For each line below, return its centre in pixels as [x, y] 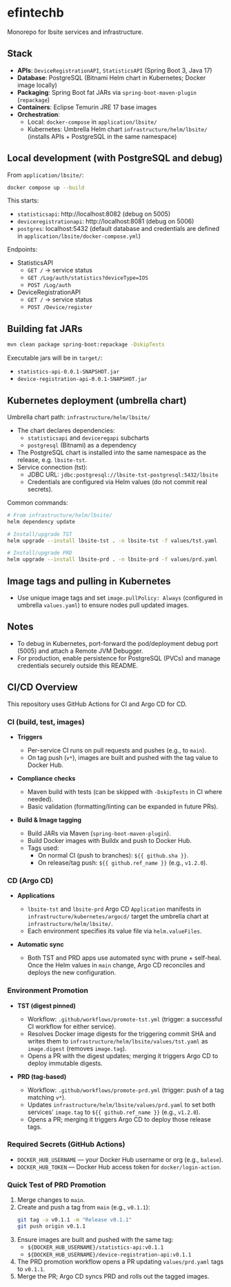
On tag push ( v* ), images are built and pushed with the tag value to [123, 757]
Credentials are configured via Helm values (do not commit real [117, 481]
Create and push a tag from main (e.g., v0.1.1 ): [83, 1207]
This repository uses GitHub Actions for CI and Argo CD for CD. [97, 704]
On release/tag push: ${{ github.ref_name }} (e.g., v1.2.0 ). [123, 862]
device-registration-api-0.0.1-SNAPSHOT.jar [82, 379]
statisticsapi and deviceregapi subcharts [88, 438]
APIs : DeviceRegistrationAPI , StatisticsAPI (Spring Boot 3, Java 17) [114, 70]
